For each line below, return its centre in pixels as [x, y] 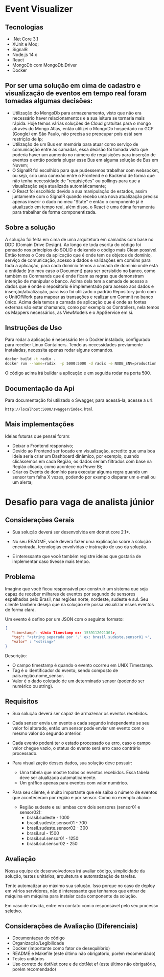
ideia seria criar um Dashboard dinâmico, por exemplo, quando [76, 456]
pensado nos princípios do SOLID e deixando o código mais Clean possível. [81, 250]
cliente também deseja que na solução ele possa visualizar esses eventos [80, 604]
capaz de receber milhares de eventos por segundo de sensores [70, 594]
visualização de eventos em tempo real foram [76, 94]
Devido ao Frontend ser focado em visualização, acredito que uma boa [83, 451]
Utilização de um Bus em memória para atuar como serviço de [75, 144]
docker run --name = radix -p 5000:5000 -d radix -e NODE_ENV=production [81, 364]
